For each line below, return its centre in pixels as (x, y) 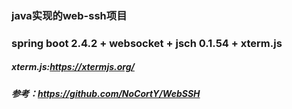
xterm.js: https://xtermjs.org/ (73, 67)
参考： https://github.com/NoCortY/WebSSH (106, 93)
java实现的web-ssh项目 (69, 15)
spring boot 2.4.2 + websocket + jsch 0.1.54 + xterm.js (147, 43)
